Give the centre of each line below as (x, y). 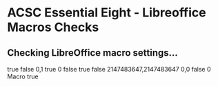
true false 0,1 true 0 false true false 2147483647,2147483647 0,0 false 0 (109, 69)
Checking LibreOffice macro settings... (92, 53)
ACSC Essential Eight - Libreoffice (107, 13)
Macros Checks (53, 27)
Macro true (23, 76)
